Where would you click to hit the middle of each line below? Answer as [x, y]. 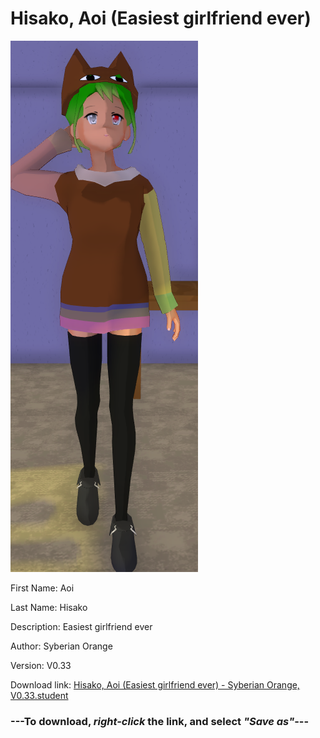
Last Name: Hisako [49, 607]
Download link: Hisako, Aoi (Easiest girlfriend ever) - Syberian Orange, [155, 684]
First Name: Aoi [42, 588]
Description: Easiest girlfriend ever [81, 626]
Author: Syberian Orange [61, 646]
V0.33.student [39, 695]
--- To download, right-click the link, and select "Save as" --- [160, 721]
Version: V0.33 [41, 665]
